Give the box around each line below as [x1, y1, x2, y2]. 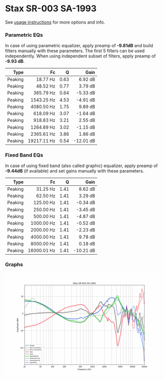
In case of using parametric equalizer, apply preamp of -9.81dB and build [5, 43, 153, 49]
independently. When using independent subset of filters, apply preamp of [5, 53, 156, 59]
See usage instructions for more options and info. [5, 19, 106, 25]
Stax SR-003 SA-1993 [5, 3, 97, 14]
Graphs [5, 261, 23, 268]
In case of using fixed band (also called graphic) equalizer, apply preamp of [5, 163, 158, 169]
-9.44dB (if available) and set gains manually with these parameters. [5, 168, 144, 174]
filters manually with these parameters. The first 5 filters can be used [5, 48, 145, 54]
